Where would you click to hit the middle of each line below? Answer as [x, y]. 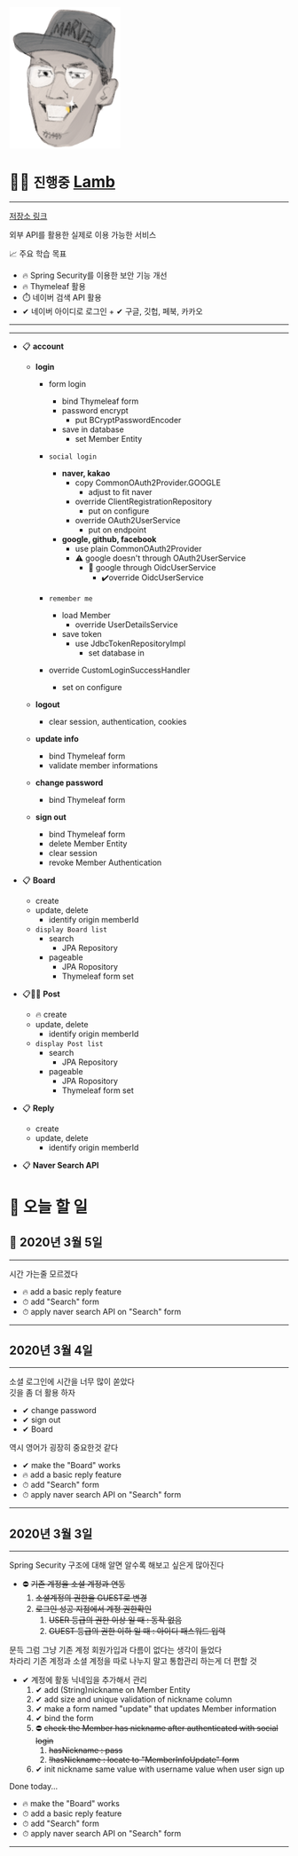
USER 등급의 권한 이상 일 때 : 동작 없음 [115, 1620]
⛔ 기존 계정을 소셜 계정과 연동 [74, 1584]
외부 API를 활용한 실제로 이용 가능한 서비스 [83, 234]
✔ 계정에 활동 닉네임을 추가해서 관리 [85, 1680]
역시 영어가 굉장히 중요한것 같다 [64, 1448]
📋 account [43, 346]
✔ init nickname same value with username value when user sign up [160, 1769]
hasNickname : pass [86, 1750]
